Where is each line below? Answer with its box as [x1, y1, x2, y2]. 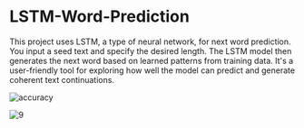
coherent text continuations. [9, 74, 115, 85]
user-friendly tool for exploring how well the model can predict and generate [9, 65, 296, 76]
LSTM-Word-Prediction [9, 6, 191, 27]
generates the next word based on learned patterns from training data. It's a [9, 55, 294, 66]
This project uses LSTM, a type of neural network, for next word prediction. [9, 36, 292, 47]
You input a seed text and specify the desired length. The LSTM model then [9, 45, 292, 56]
